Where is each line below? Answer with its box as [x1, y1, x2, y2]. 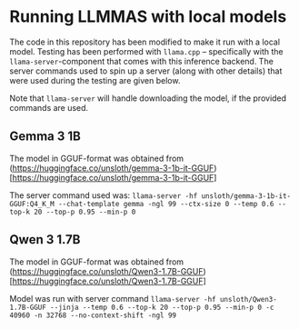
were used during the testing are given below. [9, 75, 181, 85]
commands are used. [9, 102, 89, 113]
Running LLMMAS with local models [9, 6, 287, 27]
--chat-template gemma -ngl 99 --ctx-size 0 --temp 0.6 [57, 199, 274, 208]
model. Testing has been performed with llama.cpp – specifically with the [9, 45, 284, 56]
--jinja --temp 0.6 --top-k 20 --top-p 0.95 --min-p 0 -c [49, 303, 274, 312]
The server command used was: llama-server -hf [9, 189, 198, 201]
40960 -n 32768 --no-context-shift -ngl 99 [9, 311, 177, 320]
